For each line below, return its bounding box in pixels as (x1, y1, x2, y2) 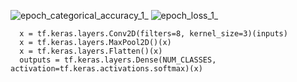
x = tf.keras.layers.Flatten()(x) (19, 46, 163, 56)
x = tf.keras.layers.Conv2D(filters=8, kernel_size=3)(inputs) (19, 29, 288, 39)
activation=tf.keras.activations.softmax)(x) (10, 64, 203, 74)
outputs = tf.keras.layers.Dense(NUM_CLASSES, (19, 55, 217, 65)
